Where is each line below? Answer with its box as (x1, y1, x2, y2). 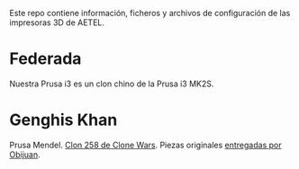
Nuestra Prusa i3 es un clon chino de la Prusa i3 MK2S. (9, 78, 214, 89)
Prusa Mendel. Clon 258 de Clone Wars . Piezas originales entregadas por (9, 139, 282, 150)
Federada (9, 49, 82, 69)
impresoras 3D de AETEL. (9, 17, 105, 28)
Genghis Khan (9, 110, 118, 130)
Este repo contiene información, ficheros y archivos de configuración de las (9, 8, 291, 18)
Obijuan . (9, 148, 41, 160)
